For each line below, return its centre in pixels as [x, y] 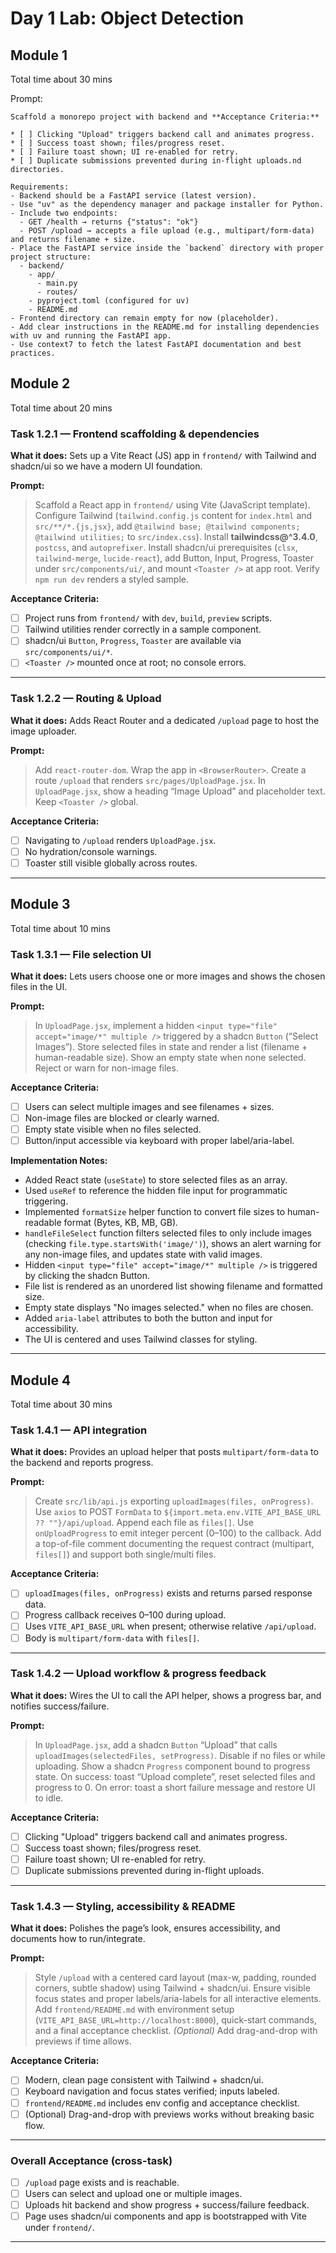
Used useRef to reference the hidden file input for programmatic [156, 1191]
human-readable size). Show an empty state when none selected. [170, 1057]
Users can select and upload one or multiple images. [133, 2194]
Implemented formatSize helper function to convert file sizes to [155, 1212]
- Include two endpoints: [64, 213]
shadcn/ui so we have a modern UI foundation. [106, 466]
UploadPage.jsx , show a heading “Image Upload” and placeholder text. [180, 791]
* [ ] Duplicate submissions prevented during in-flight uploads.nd [156, 161]
